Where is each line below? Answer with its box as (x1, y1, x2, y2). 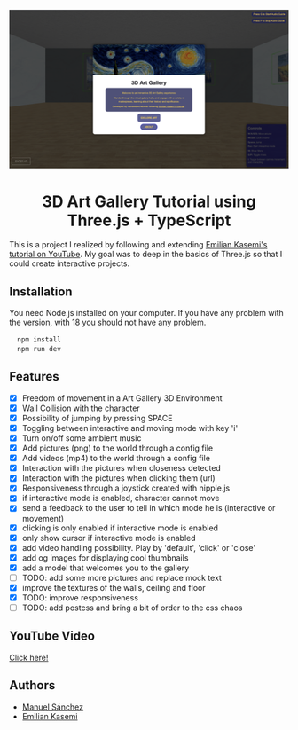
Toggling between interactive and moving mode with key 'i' (21, 422, 239, 433)
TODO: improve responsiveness (21, 592, 139, 603)
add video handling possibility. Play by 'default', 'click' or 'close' (21, 542, 255, 553)
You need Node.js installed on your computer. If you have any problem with (9, 308, 284, 318)
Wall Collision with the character (21, 403, 140, 413)
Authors (9, 678, 56, 693)
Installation (9, 284, 73, 299)
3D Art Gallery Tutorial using (42, 192, 256, 211)
